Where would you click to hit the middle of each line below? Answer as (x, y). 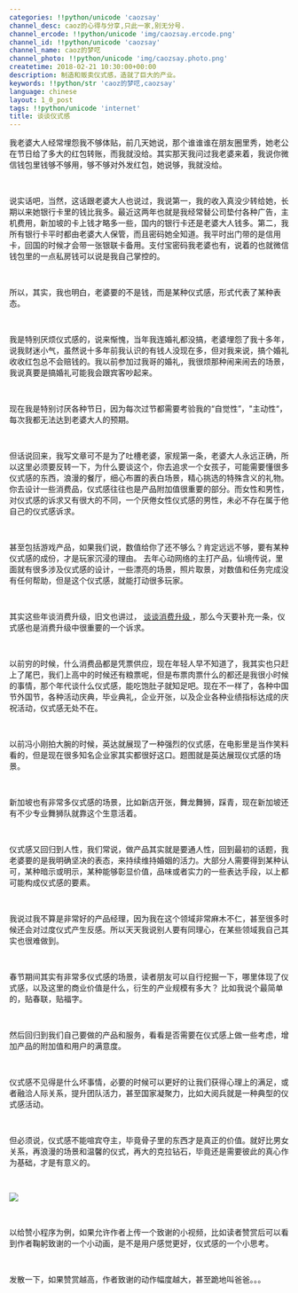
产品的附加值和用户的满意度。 (71, 1046)
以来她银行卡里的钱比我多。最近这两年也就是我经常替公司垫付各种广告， (149, 212)
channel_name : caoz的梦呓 (55, 51)
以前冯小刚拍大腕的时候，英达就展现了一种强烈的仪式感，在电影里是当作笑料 (149, 744)
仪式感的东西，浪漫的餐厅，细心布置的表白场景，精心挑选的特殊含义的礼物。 (149, 478)
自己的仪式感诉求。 (44, 512)
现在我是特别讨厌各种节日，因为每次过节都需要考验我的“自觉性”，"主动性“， (149, 409)
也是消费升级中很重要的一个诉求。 (86, 628)
